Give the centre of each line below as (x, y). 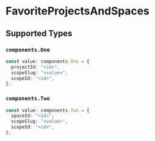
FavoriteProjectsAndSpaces (77, 11)
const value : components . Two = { (48, 110)
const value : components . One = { (48, 61)
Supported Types (39, 33)
